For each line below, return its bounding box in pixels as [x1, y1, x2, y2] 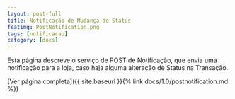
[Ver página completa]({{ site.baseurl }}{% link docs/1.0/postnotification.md [7, 77, 229, 86]
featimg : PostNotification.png [7, 23, 100, 30]
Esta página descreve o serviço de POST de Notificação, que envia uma [7, 56, 217, 64]
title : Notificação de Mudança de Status [7, 17, 132, 24]
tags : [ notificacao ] [7, 30, 69, 37]
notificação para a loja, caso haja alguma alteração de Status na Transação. [7, 64, 229, 72]
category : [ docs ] [7, 37, 59, 44]
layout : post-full [7, 10, 62, 18]
